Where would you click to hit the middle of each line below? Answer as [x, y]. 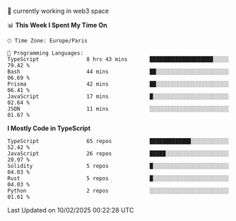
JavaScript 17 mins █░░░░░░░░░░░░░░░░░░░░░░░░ [118, 96]
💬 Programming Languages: [45, 53]
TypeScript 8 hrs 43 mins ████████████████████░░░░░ [118, 59]
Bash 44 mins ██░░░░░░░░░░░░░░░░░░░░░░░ [118, 72]
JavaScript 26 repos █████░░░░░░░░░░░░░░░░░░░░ [118, 154]
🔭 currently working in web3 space [58, 11]
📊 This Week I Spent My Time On [57, 25]
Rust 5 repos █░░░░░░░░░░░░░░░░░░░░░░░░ [118, 178]
